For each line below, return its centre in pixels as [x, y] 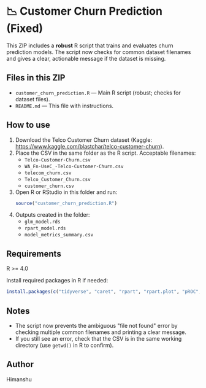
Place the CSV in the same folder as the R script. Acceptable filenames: [105, 153]
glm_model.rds [42, 222]
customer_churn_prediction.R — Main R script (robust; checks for [98, 93]
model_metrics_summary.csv [59, 235]
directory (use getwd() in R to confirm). [64, 345]
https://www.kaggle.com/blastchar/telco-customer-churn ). [90, 146]
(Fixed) [25, 29]
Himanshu [19, 379]
